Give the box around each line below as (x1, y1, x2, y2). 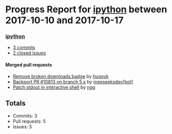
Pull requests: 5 (12, 118, 46, 124)
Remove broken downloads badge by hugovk (12, 73, 109, 79)
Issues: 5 (12, 123, 32, 129)
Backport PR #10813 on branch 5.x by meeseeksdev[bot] (12, 79, 133, 85)
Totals (5, 99, 26, 108)
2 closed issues (12, 50, 46, 56)
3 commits (12, 45, 35, 51)
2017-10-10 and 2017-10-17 (5, 14, 124, 26)
